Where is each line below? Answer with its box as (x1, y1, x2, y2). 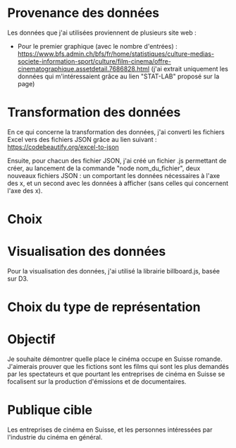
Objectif (7, 331, 56, 348)
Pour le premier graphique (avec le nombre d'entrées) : (17, 42, 178, 50)
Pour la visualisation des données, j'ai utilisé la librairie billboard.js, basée (7, 267, 221, 275)
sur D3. (7, 274, 29, 283)
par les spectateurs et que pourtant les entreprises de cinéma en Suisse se (7, 370, 225, 379)
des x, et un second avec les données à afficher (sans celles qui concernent (7, 179, 229, 187)
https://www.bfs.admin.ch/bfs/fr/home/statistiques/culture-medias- (17, 49, 215, 58)
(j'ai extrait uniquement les (151, 64, 229, 73)
